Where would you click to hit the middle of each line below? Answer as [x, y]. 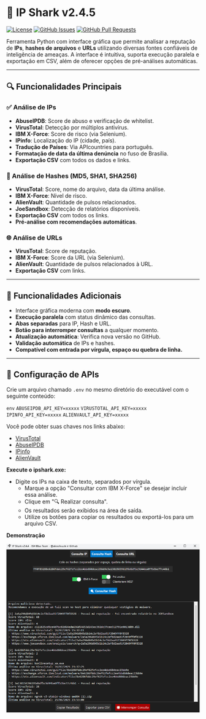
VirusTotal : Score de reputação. [56, 251]
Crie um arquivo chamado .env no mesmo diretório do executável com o [97, 389]
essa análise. [41, 494]
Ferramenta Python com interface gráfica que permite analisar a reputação [101, 41]
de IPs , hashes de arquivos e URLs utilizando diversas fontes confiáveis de [102, 48]
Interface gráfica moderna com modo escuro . [73, 311]
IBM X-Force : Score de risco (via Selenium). [71, 134]
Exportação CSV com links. [50, 271]
